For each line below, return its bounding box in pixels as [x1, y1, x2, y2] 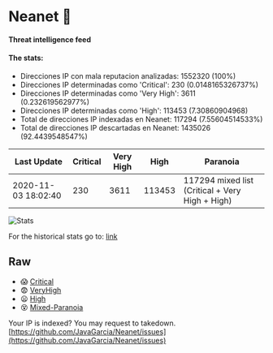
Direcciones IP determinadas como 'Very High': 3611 [19, 88, 197, 98]
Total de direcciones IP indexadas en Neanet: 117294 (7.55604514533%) [19, 114, 263, 124]
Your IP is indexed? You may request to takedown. [8, 318, 176, 328]
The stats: [8, 53, 44, 63]
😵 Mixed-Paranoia [19, 302, 84, 312]
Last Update [15, 156, 63, 167]
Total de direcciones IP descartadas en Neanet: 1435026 [19, 123, 211, 132]
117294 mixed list [183, 174, 254, 186]
